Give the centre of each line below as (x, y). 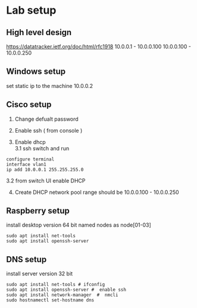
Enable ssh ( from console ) (49, 130)
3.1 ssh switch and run (42, 148)
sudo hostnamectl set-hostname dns (50, 300)
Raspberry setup (38, 211)
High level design (39, 32)
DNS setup (26, 259)
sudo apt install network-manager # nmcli (62, 295)
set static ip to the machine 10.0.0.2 (50, 86)
